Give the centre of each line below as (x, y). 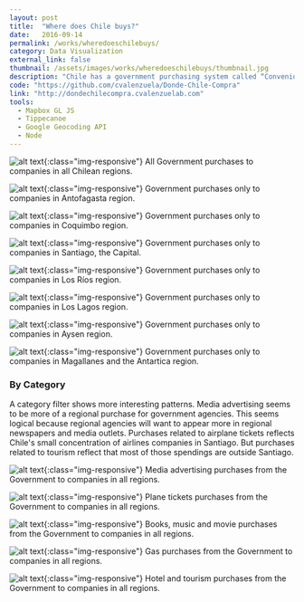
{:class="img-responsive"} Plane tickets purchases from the (156, 497)
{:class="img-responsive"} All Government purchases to (149, 161)
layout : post (34, 18)
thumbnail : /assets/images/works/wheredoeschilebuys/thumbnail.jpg (139, 69)
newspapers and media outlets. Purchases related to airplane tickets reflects (152, 433)
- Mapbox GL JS (46, 110)
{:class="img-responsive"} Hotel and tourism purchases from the (165, 578)
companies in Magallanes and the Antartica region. (104, 361)
